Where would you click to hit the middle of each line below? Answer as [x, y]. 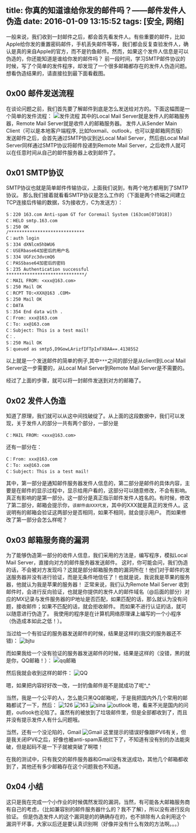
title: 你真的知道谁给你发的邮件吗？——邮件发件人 [96, 11]
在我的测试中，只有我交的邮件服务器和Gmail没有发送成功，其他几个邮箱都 [95, 759]
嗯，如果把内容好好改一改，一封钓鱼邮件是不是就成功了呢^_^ [78, 686]
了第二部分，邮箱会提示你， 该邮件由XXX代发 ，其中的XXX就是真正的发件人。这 [97, 505]
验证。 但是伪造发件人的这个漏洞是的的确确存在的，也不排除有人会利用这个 [96, 816]
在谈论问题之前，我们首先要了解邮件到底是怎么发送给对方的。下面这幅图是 [95, 109]
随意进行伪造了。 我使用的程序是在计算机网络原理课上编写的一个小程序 [96, 614]
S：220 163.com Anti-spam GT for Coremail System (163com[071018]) [89, 215]
